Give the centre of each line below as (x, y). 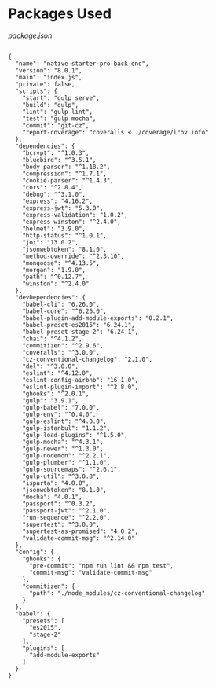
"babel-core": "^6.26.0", (65, 311)
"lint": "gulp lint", (57, 112)
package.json (30, 35)
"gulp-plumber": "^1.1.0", (66, 462)
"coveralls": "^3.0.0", (61, 352)
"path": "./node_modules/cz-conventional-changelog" (117, 593)
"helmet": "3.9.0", (54, 229)
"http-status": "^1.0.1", (65, 235)
